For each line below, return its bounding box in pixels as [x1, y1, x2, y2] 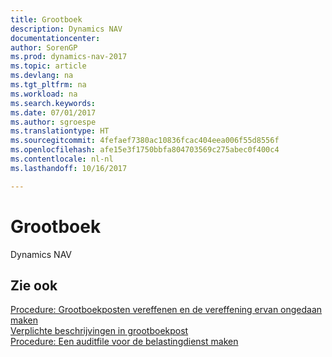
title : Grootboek [10, 14, 83, 25]
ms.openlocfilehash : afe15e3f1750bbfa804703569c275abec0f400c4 [10, 145, 280, 155]
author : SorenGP [10, 42, 78, 53]
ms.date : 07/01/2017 [10, 107, 97, 118]
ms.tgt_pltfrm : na [10, 80, 87, 90]
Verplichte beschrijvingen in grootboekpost [10, 325, 189, 337]
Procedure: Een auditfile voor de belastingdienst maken [10, 336, 239, 348]
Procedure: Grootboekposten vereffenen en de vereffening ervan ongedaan [10, 304, 323, 316]
